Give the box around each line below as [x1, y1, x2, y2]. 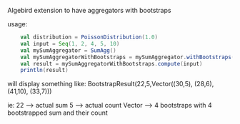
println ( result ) [20, 67, 69, 74]
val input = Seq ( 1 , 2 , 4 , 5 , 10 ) [20, 40, 120, 47]
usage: [7, 20, 28, 28]
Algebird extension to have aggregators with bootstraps [7, 6, 171, 14]
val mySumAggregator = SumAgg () [20, 46, 116, 54]
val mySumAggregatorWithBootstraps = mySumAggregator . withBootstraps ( [20, 53, 235, 61]
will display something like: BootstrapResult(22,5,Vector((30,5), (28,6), [7, 80, 214, 88]
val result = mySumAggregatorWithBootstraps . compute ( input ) [20, 60, 203, 67]
